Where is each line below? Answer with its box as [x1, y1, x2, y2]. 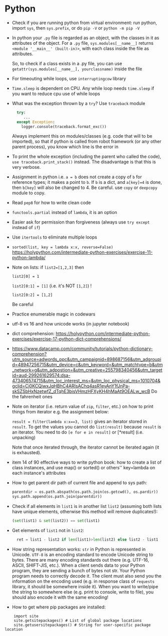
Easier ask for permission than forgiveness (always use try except [12, 219, 150, 225]
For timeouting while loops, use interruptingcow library [12, 75, 126, 81]
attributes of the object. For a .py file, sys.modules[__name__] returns [12, 40, 154, 46]
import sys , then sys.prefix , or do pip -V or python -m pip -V [12, 25, 140, 31]
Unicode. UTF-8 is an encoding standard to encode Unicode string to [12, 551, 153, 558]
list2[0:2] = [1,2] [12, 292, 53, 298]
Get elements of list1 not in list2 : [12, 527, 84, 534]
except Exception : [17, 119, 55, 125]
